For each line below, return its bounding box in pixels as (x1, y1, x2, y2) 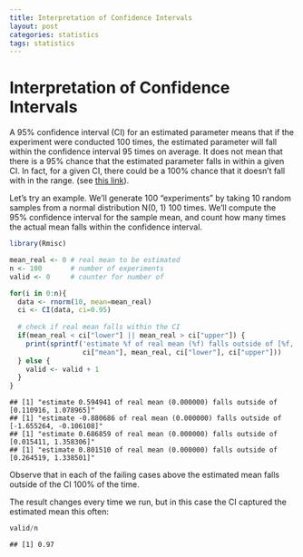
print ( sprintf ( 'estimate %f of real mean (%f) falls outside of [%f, (25, 339, 295, 348)
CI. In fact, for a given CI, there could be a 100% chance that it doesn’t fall (9, 165, 286, 177)
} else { (17, 356, 51, 366)
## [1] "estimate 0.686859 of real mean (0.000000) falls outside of (9, 430, 279, 439)
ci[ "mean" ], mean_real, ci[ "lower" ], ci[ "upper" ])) (82, 347, 282, 357)
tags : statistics (9, 38, 75, 48)
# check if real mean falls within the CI (17, 323, 181, 332)
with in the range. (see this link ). (9, 175, 130, 186)
